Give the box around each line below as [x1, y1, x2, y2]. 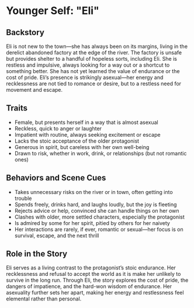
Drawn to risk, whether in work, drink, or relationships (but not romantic [14, 150, 187, 157]
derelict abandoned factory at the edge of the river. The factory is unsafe [6, 49, 182, 56]
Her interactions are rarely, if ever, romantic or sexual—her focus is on [14, 226, 184, 233]
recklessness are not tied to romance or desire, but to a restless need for [6, 80, 182, 87]
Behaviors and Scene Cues [6, 173, 106, 183]
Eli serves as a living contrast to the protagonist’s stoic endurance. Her [6, 264, 176, 271]
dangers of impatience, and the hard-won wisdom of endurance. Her [6, 283, 172, 290]
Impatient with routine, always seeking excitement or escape [14, 131, 161, 138]
